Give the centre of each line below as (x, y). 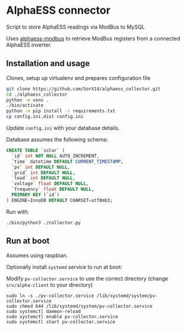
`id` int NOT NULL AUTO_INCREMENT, (56, 156)
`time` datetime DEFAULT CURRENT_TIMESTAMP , (67, 162)
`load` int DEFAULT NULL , (44, 178)
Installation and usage (48, 64)
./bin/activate (25, 106)
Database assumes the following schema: (57, 140)
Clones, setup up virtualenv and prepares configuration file (78, 78)
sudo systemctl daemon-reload (44, 311)
